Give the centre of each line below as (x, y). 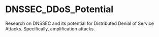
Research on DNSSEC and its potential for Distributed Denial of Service (80, 23)
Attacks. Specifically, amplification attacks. (50, 28)
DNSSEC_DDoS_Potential (59, 9)
